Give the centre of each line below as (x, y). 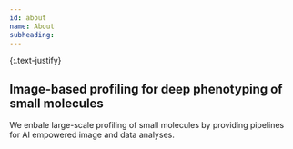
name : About (32, 26)
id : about (28, 18)
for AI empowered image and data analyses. (92, 135)
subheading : (32, 35)
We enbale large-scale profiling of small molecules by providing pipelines (147, 125)
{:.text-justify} (35, 61)
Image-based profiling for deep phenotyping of (146, 89)
